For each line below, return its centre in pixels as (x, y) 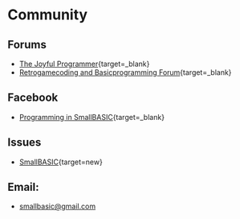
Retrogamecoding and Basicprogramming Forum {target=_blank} (125, 72)
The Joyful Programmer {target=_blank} (84, 64)
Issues (24, 143)
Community (48, 15)
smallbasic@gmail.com (57, 206)
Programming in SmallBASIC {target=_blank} (92, 117)
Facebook (33, 98)
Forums (27, 45)
